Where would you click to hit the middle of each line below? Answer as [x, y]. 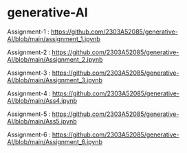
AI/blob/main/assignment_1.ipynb [54, 38]
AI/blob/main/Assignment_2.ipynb [55, 59]
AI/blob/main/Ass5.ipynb [42, 121]
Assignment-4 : [29, 93]
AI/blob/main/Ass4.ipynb [42, 100]
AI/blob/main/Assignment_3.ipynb [55, 80]
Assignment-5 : [29, 114]
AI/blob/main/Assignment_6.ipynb [55, 141]
